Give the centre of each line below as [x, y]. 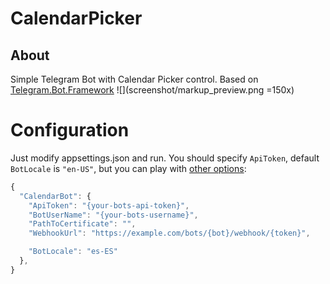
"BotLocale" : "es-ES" [73, 252]
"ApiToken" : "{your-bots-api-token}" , [109, 205]
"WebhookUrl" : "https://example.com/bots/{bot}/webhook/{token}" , [169, 233]
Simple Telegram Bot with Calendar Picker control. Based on [134, 79]
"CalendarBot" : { [55, 196]
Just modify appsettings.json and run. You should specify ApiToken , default [165, 158]
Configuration [70, 130]
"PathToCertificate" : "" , [82, 224]
